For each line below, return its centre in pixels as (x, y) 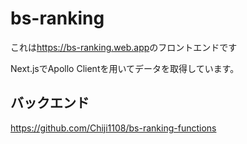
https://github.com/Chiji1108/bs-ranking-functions (113, 128)
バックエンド (50, 103)
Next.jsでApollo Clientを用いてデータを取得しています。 (125, 68)
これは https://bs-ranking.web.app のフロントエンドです (124, 47)
